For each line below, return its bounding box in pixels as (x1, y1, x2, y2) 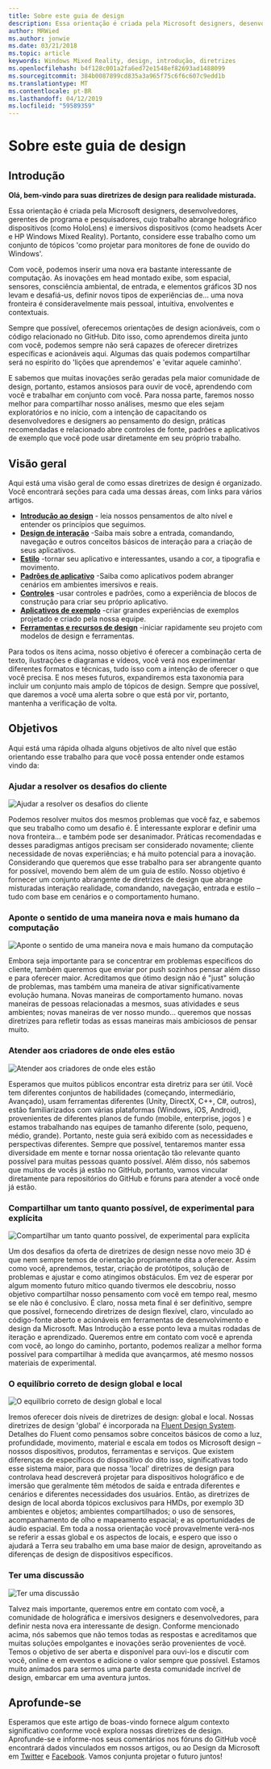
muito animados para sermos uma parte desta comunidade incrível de (8, 1664, 241, 1674)
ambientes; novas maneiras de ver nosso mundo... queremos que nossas (8, 1008, 252, 1017)
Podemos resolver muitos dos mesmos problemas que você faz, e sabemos (8, 815, 261, 824)
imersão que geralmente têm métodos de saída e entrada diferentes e (8, 1480, 240, 1491)
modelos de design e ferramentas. (19, 631, 135, 641)
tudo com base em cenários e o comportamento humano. (8, 892, 200, 902)
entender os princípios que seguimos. (19, 519, 147, 529)
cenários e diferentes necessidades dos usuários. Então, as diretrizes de (8, 1489, 250, 1499)
